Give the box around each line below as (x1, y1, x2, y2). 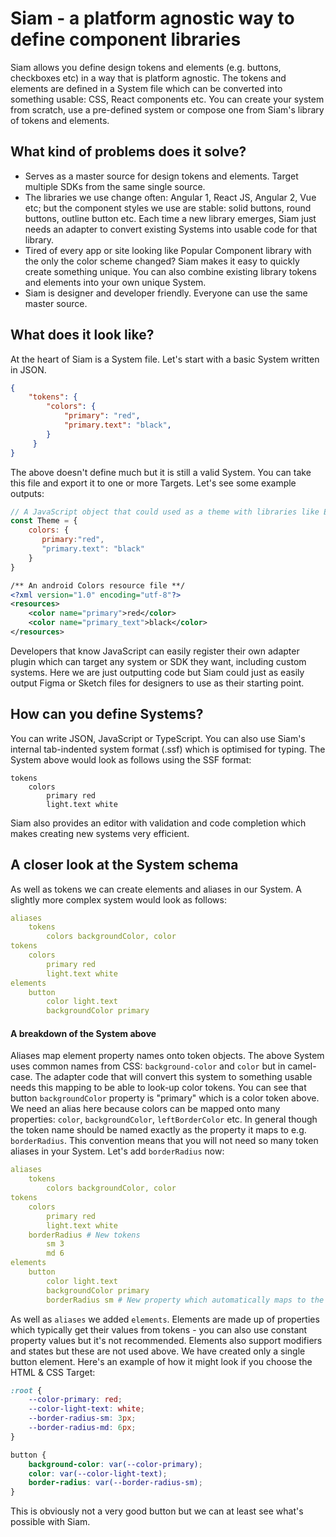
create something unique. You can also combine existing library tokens (24, 265, 317, 277)
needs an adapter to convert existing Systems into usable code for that (24, 223, 318, 235)
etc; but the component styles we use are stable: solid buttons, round (24, 202, 312, 214)
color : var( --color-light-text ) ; (28, 1468, 168, 1479)
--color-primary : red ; (28, 1395, 123, 1405)
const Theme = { (10, 516, 78, 526)
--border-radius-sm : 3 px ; (28, 1413, 137, 1424)
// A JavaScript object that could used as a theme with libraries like (10, 507, 320, 517)
